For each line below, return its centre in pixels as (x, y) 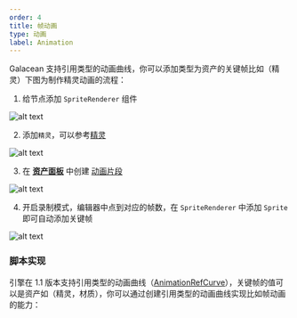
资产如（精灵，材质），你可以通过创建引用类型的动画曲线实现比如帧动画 (155, 293)
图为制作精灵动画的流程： (79, 80)
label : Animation (41, 42)
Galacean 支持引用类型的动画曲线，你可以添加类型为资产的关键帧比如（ (140, 69)
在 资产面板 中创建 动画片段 (72, 171)
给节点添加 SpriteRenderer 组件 (80, 99)
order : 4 (25, 17)
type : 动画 (28, 34)
